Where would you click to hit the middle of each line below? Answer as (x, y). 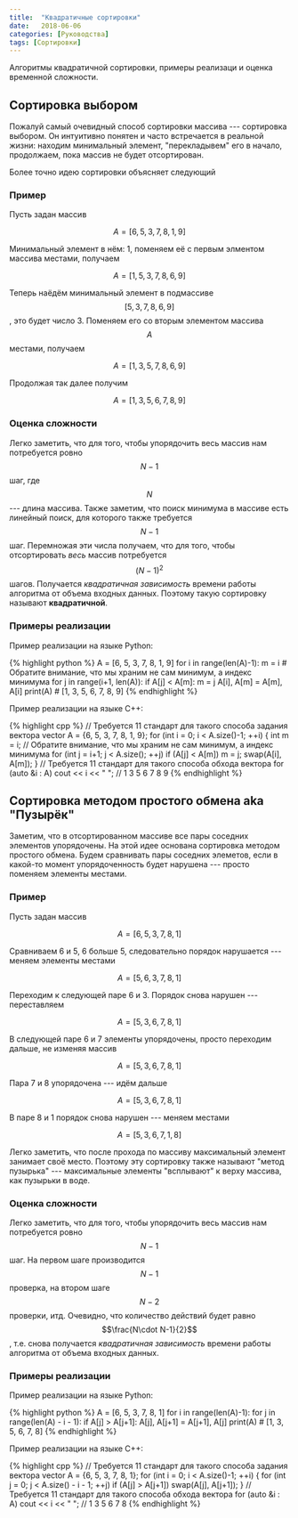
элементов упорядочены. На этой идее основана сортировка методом (145, 846)
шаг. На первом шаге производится (77, 1260)
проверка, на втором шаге (60, 1288)
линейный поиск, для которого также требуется (101, 517)
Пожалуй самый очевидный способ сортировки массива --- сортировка (148, 126)
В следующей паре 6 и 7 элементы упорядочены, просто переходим (141, 1039)
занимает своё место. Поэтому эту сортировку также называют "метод (147, 1161)
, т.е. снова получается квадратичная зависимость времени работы (140, 1343)
